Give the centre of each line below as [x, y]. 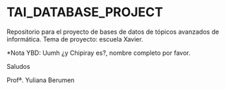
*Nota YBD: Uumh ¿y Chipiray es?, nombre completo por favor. [99, 53]
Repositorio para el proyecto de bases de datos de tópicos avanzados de [113, 32]
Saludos [18, 66]
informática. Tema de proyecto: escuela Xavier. [75, 39]
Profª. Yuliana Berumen [41, 80]
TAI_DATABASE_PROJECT [85, 12]
